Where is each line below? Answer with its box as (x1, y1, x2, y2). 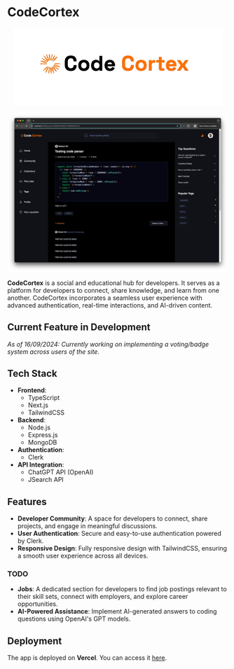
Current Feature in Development (7, 322, 151, 333)
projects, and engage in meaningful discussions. (17, 522, 158, 530)
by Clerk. (17, 537, 44, 545)
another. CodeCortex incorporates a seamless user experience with (7, 294, 203, 302)
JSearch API (27, 476, 64, 484)
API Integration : (17, 460, 64, 469)
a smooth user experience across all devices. (17, 551, 149, 560)
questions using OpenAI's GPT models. (17, 614, 131, 623)
